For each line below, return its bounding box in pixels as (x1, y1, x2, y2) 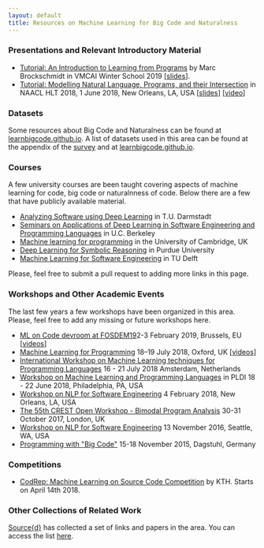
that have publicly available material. (8, 196, 127, 206)
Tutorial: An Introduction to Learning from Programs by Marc (19, 62, 217, 72)
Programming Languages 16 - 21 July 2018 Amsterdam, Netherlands (19, 363, 241, 373)
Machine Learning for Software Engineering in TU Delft (19, 254, 199, 263)
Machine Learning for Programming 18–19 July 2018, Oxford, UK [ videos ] (19, 347, 257, 356)
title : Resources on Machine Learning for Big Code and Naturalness (8, 19, 238, 27)
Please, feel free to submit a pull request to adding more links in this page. (8, 269, 249, 278)
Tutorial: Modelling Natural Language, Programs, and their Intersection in (19, 80, 256, 89)
